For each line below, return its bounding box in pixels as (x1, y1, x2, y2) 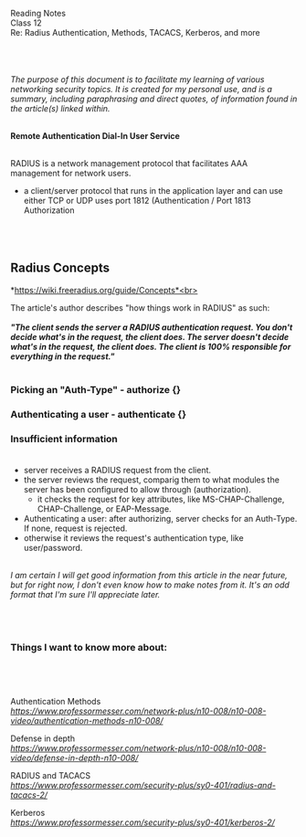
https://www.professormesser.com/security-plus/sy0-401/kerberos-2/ (10, 817, 275, 828)
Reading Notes (10, 8, 67, 18)
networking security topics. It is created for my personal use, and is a (10, 84, 273, 94)
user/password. (23, 542, 83, 553)
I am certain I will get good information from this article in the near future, (10, 569, 288, 580)
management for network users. (10, 168, 132, 178)
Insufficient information (10, 432, 118, 445)
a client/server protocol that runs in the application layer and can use (23, 185, 283, 196)
